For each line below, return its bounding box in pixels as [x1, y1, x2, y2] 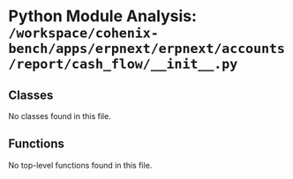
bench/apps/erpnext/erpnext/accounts [8, 41, 286, 57]
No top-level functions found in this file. [8, 160, 153, 170]
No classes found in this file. [8, 111, 111, 121]
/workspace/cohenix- [8, 25, 160, 41]
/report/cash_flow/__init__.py [8, 56, 238, 72]
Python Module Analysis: [8, 6, 198, 26]
